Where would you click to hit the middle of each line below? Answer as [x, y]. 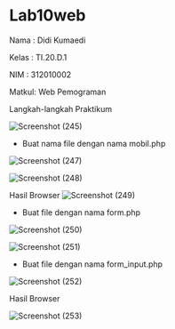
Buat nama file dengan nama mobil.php [94, 143]
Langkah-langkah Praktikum [61, 108]
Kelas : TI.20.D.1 [38, 57]
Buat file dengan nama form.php [81, 212]
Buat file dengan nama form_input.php [92, 264]
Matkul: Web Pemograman [58, 92]
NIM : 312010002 [40, 74]
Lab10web [48, 16]
